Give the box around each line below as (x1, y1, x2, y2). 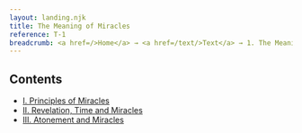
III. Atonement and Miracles (22, 114, 124, 126)
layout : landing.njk (9, 13, 87, 22)
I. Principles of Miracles (22, 95, 111, 106)
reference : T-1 (9, 30, 67, 39)
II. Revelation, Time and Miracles (22, 105, 144, 116)
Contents (9, 71, 63, 86)
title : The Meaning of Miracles (9, 22, 130, 31)
